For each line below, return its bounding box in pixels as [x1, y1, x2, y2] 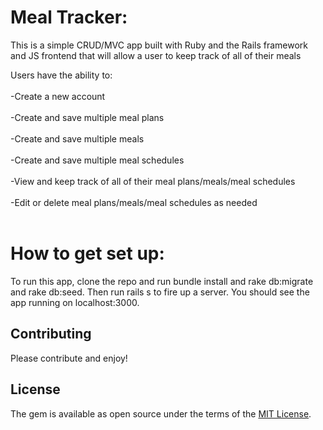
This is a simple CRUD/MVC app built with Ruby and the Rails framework [10, 39, 309, 51]
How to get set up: [10, 242, 165, 265]
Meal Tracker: [10, 6, 128, 29]
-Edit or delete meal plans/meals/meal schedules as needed [10, 196, 258, 208]
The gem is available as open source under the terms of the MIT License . [10, 407, 312, 420]
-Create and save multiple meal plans [10, 111, 165, 123]
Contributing [10, 326, 92, 343]
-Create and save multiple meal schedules [10, 154, 185, 166]
